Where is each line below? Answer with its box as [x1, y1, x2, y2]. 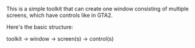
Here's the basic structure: [6, 24, 73, 30]
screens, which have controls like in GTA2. [6, 12, 113, 19]
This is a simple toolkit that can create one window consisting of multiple [6, 5, 189, 12]
